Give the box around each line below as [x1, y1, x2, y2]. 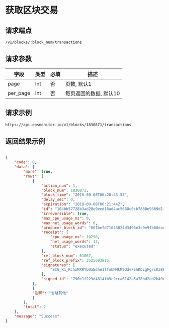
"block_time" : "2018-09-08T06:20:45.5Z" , [41, 192, 129, 197]
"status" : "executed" [50, 244, 96, 249]
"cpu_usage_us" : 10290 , [50, 235, 100, 240]
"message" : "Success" [14, 314, 59, 319]
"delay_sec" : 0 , [41, 197, 75, 202]
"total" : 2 [23, 304, 46, 309]
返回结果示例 [5, 137, 45, 146]
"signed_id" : [41, 277, 69, 282]
